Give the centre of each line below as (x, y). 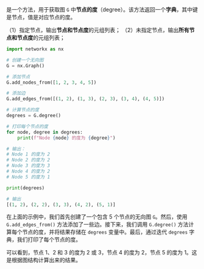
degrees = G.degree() (34, 115)
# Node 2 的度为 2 (28, 160)
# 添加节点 (18, 77)
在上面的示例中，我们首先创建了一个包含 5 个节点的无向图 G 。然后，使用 (97, 217)
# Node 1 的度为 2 (28, 154)
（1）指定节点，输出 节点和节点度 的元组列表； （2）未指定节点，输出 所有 (98, 30)
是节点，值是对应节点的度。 (41, 17)
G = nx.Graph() (26, 66)
